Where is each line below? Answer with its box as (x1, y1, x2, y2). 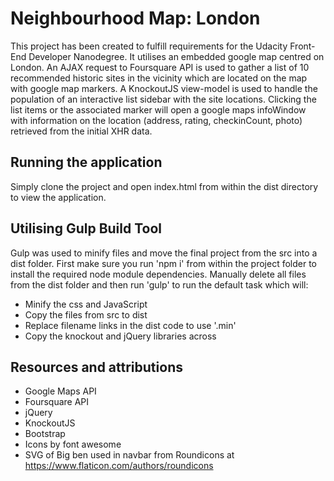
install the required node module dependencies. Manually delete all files (10, 268, 307, 280)
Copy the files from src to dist (24, 308, 148, 321)
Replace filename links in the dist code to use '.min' (24, 319, 237, 331)
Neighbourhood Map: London (10, 7, 261, 30)
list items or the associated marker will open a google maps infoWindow (10, 103, 307, 116)
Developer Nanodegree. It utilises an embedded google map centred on (28, 50, 325, 62)
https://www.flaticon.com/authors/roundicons (24, 460, 214, 472)
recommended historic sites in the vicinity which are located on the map (10, 72, 308, 84)
